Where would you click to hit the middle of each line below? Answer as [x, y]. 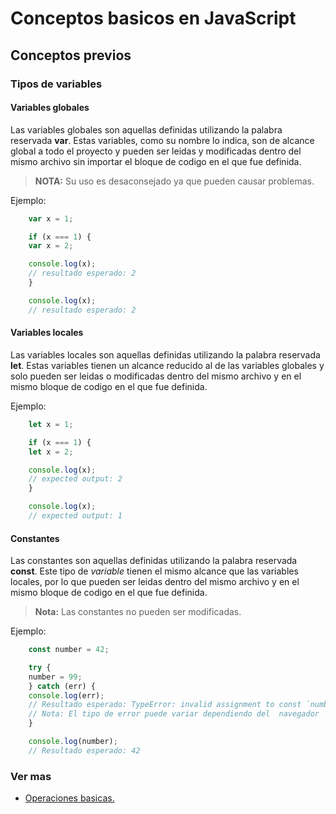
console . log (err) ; [66, 695]
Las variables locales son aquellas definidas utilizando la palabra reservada [165, 354]
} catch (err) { [62, 686]
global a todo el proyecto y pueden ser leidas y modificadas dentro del [156, 151]
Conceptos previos [71, 55]
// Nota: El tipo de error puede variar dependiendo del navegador [174, 714]
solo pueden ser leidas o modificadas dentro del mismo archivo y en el [156, 376]
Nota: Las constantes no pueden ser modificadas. [138, 612]
